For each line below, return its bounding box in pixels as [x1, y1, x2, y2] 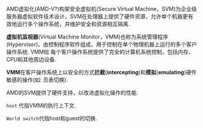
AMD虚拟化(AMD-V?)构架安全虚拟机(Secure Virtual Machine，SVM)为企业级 [6, 5, 197, 12]
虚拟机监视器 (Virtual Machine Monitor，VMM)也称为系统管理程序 [6, 33, 168, 40]
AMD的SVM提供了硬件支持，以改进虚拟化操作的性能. [6, 89, 138, 96]
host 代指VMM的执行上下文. [6, 102, 76, 109]
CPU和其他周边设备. [6, 56, 56, 63]
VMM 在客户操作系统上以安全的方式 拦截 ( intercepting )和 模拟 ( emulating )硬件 [6, 69, 197, 75]
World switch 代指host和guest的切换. [6, 115, 98, 122]
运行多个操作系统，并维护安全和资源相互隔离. [16, 21, 130, 27]
